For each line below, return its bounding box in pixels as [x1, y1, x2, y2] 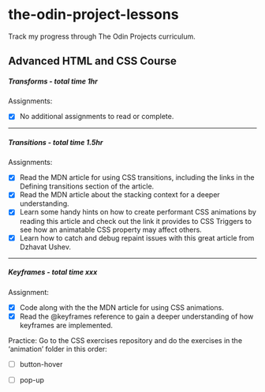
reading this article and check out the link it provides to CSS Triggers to [19, 216, 252, 226]
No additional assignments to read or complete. [19, 112, 174, 121]
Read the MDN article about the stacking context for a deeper [19, 190, 221, 200]
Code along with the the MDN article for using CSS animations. [19, 302, 225, 312]
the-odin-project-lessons [8, 6, 179, 24]
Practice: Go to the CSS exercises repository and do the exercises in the [8, 335, 243, 345]
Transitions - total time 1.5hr [8, 137, 103, 147]
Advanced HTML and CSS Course [8, 54, 177, 68]
